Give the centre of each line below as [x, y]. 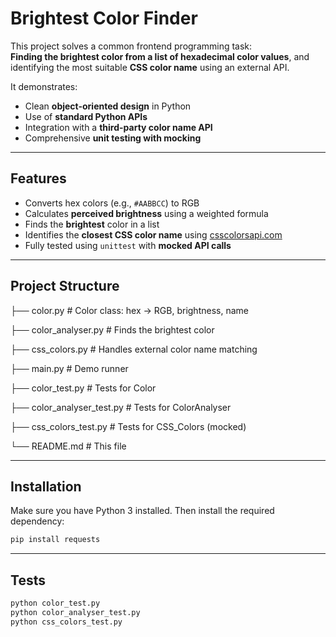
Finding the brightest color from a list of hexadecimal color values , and [160, 56]
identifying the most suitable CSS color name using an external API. [150, 67]
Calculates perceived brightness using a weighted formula [146, 213]
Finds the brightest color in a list [92, 224]
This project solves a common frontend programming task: [131, 46]
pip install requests [55, 540]
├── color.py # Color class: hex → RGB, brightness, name [129, 310]
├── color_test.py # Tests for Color [83, 388]
